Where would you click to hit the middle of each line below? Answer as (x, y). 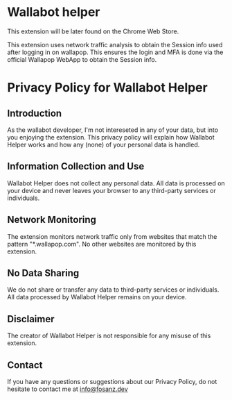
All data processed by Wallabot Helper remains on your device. (97, 297)
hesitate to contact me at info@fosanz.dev (68, 389)
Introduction (35, 113)
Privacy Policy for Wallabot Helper (107, 88)
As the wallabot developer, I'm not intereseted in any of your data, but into (113, 130)
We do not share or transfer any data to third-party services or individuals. (113, 290)
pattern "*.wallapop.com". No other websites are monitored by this (102, 244)
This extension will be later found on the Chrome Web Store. (93, 31)
